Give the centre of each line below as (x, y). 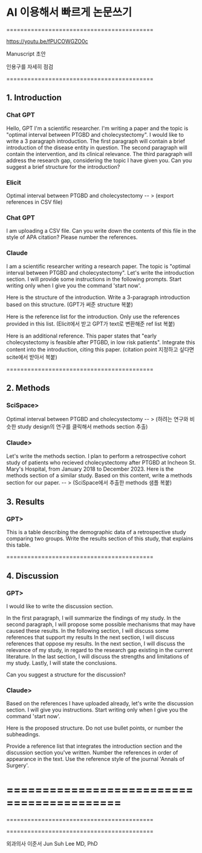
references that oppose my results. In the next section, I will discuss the (96, 643)
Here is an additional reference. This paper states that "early (82, 336)
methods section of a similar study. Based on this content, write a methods (99, 475)
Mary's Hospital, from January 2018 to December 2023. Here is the (90, 469)
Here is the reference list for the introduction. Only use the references (93, 316)
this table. (19, 545)
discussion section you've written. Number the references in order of (92, 753)
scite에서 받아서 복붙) (32, 357)
